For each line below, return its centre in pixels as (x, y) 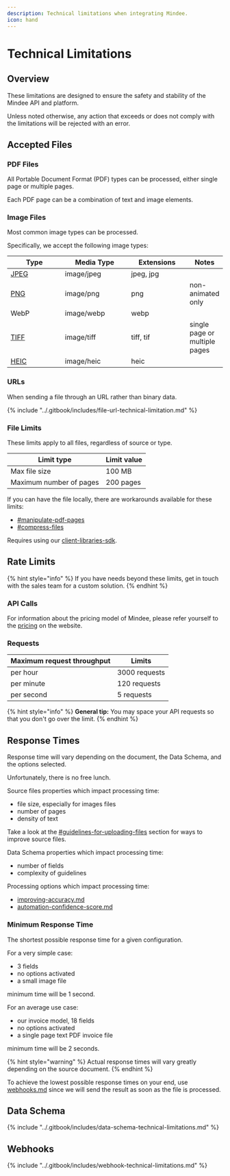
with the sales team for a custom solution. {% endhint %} (88, 586)
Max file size (31, 471)
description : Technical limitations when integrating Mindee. (98, 13)
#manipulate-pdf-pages (51, 520)
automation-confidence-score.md (65, 907)
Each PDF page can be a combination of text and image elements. (100, 200)
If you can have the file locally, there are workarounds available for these (110, 499)
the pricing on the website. (45, 626)
